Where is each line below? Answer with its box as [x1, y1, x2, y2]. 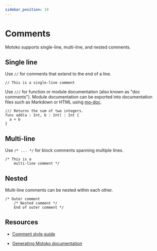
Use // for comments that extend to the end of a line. [5, 71, 112, 77]
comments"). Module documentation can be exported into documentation [5, 94, 153, 100]
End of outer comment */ [14, 205, 64, 210]
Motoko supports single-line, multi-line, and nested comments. [5, 44, 131, 50]
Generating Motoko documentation [12, 240, 83, 246]
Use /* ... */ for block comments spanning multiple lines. [5, 148, 124, 153]
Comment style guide [12, 231, 55, 237]
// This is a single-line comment [5, 81, 75, 85]
